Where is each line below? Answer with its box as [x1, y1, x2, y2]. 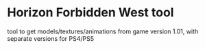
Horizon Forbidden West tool [7, 5, 174, 20]
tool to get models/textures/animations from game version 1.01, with [7, 27, 199, 35]
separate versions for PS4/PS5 [7, 34, 95, 42]
